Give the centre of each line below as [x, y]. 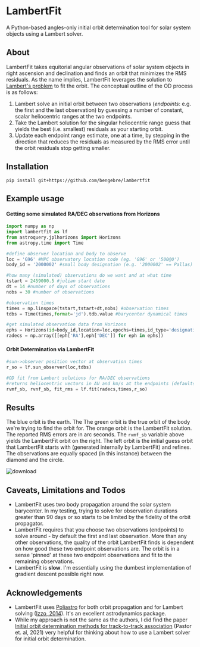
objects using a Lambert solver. [45, 33]
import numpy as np [30, 226]
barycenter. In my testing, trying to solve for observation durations [96, 511]
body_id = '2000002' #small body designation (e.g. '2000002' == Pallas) [100, 265]
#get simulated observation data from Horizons [66, 325]
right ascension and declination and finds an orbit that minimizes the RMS [96, 73]
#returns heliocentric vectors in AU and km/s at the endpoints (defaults [101, 383]
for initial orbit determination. [50, 639]
